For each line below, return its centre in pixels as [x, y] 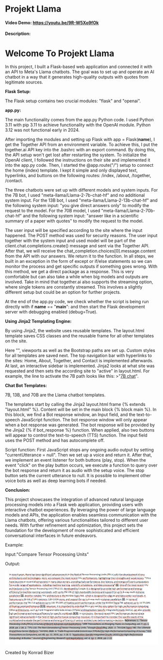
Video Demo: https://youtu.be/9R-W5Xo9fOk [52, 22]
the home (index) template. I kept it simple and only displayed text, [72, 170]
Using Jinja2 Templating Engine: [38, 322]
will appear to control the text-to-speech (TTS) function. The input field [76, 435]
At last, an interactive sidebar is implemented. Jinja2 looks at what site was [80, 366]
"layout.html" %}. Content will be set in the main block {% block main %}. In [81, 410]
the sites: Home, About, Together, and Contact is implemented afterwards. [79, 361]
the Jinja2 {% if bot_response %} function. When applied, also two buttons [80, 430]
